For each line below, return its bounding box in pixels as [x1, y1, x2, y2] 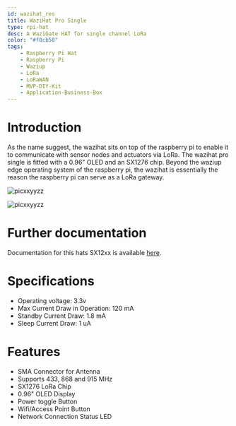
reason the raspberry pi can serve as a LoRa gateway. [7, 173, 165, 182]
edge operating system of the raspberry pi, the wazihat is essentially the [7, 165, 218, 174]
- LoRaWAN [20, 76, 49, 83]
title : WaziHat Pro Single [7, 17, 87, 24]
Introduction [7, 119, 82, 136]
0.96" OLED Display [17, 389, 76, 398]
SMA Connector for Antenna [17, 367, 100, 375]
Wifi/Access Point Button [17, 404, 90, 413]
